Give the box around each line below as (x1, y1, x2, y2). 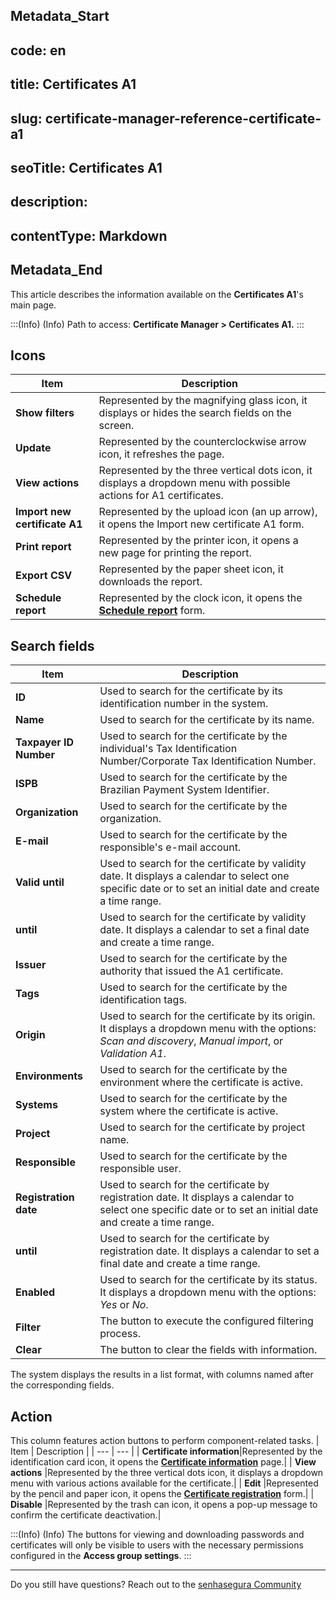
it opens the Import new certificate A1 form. (98, 517, 305, 531)
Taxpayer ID (15, 735, 75, 749)
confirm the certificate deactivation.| (10, 1509, 162, 1521)
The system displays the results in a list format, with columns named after (10, 1369, 314, 1381)
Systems (15, 1098, 58, 1112)
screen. (98, 419, 135, 433)
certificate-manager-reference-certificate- (44, 110, 322, 127)
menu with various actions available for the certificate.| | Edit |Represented (10, 1477, 319, 1489)
